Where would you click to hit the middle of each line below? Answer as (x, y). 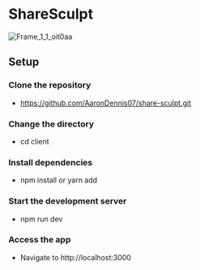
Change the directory (51, 124)
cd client (35, 141)
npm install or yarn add (59, 180)
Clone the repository (50, 85)
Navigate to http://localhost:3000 (76, 257)
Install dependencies (51, 162)
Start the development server (68, 201)
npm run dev (41, 219)
